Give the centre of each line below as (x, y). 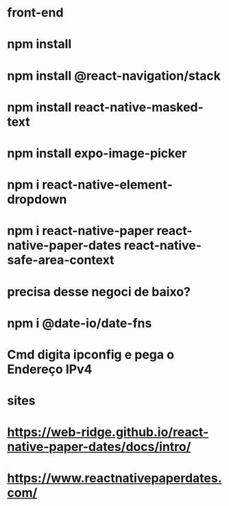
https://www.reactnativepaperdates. (114, 478)
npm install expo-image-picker (97, 153)
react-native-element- (107, 185)
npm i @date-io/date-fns (80, 323)
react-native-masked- (139, 107)
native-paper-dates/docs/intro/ (99, 447)
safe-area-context (61, 260)
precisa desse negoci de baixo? (99, 292)
